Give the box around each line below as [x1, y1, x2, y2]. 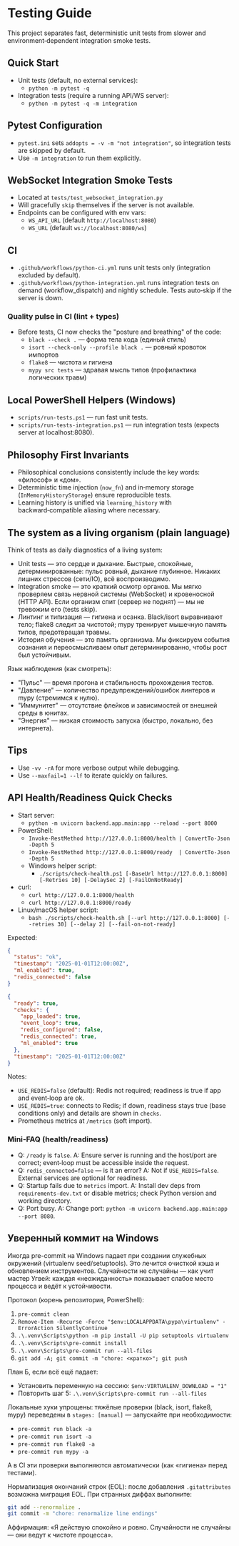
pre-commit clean [17, 1310, 70, 1318]
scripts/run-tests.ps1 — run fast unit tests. [17, 413, 148, 422]
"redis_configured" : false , [20, 1026, 103, 1034]
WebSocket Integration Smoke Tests [7, 174, 173, 187]
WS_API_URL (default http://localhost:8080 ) [28, 216, 157, 224]
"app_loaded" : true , [20, 1013, 81, 1020]
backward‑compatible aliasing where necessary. [17, 506, 161, 515]
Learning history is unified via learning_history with [17, 498, 173, 507]
